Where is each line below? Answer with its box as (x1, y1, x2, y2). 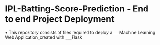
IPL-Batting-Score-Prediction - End (5, 3, 149, 14)
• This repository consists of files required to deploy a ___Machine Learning (5, 29, 156, 35)
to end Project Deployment (5, 13, 115, 24)
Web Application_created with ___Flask (5, 34, 82, 40)
